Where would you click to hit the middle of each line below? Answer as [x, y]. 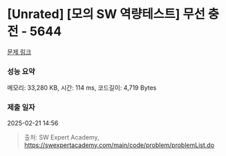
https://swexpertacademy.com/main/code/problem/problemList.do [119, 145]
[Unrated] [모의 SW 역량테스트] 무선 [106, 14]
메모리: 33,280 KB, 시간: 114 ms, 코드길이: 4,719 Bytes [82, 88]
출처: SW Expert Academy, [62, 137]
